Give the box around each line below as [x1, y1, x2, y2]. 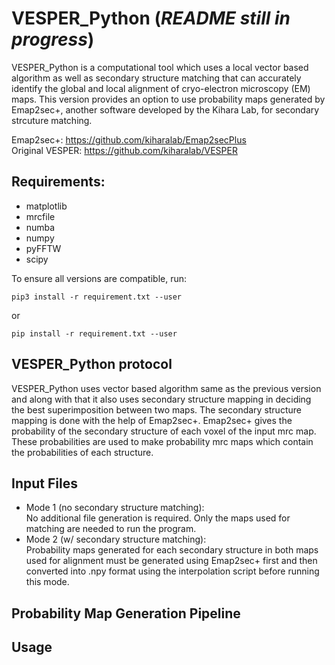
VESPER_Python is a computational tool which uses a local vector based [11, 61, 309, 73]
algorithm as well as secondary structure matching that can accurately [11, 72, 302, 84]
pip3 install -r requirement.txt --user [11, 292, 183, 302]
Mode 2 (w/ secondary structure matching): [25, 533, 207, 546]
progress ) [11, 28, 95, 51]
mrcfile [25, 210, 56, 222]
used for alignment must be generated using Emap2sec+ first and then [25, 555, 318, 567]
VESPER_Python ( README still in [11, 7, 291, 30]
